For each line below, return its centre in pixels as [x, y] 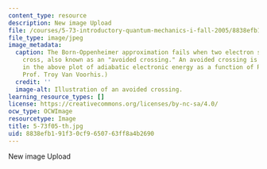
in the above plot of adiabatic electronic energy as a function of [138, 67]
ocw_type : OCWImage [41, 112]
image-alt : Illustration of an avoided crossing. [99, 89]
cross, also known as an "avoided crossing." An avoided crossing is [140, 60]
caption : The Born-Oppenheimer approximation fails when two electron [135, 52]
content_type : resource [48, 15]
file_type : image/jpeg [46, 38]
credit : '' [33, 82]
